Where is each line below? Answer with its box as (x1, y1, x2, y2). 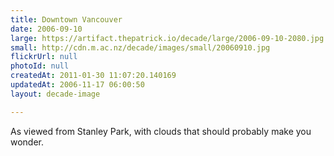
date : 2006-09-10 (10, 24, 83, 34)
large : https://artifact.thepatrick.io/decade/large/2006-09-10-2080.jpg (10, 33, 325, 43)
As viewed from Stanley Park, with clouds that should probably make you (10, 125, 312, 137)
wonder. (10, 136, 45, 148)
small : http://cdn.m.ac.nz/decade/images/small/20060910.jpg (10, 42, 271, 53)
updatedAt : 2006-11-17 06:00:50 (10, 80, 145, 90)
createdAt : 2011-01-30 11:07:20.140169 (10, 71, 177, 81)
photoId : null (10, 61, 70, 71)
